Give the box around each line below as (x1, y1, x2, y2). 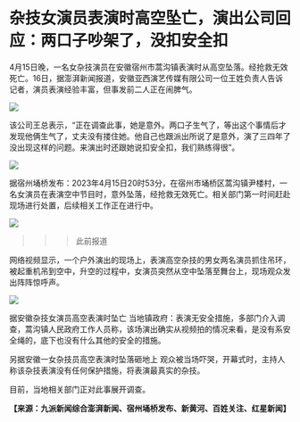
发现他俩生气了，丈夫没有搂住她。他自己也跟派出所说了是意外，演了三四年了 (9, 130, 291, 141)
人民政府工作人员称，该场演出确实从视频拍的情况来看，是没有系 (47, 323, 283, 335)
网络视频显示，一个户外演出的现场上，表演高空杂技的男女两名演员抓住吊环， (9, 254, 291, 265)
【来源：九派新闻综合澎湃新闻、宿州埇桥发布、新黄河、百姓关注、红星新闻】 (9, 402, 291, 413)
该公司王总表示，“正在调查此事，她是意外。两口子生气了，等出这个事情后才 (9, 120, 287, 130)
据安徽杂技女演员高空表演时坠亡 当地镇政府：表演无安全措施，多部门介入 (9, 312, 278, 323)
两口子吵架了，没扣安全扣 (40, 30, 229, 51)
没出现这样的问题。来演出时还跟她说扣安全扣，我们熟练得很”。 (9, 142, 240, 153)
